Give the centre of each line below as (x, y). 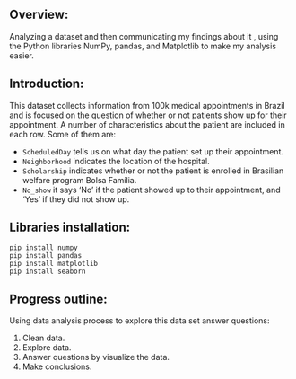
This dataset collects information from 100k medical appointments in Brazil (147, 105)
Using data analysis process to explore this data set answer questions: (140, 321)
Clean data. (44, 338)
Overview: (39, 15)
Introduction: (47, 84)
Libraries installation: (70, 228)
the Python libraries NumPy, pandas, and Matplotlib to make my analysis (143, 46)
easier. (22, 55)
